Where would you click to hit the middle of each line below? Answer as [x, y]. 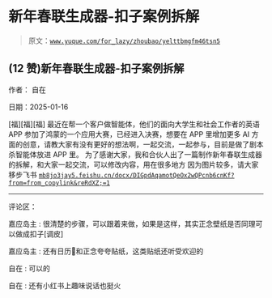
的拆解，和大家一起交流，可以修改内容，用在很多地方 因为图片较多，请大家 [134, 164]
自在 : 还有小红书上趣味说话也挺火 [65, 285]
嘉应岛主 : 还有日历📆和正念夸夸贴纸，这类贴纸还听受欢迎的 [106, 251]
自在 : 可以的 [29, 268]
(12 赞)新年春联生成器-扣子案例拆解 [96, 68]
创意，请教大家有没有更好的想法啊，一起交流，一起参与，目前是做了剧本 [143, 144]
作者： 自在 [27, 89]
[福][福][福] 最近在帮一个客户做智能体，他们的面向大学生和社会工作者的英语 [134, 124]
